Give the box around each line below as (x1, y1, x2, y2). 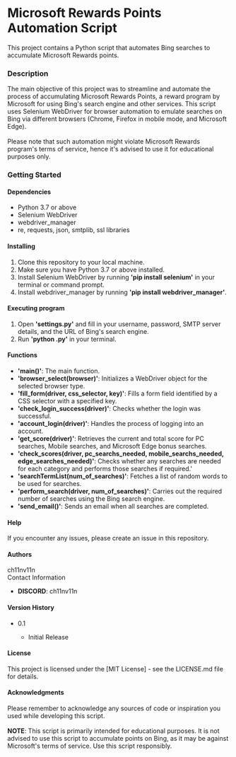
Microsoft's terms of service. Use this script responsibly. (7, 741, 172, 750)
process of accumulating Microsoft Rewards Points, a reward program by (7, 92, 220, 100)
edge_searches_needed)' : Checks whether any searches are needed (17, 456, 221, 465)
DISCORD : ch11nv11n (17, 587, 78, 596)
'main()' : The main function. (17, 366, 100, 375)
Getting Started (7, 170, 61, 180)
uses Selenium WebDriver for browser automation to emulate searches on (7, 108, 223, 116)
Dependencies (7, 187, 52, 196)
